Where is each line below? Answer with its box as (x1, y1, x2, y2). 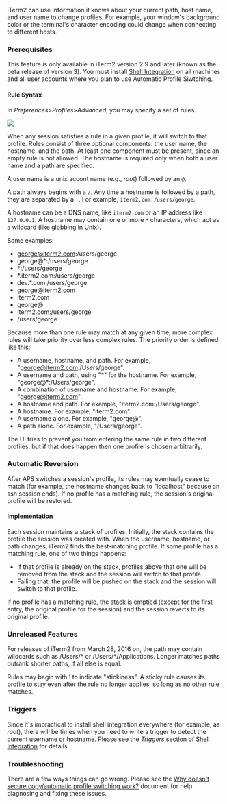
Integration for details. (7, 742, 70, 750)
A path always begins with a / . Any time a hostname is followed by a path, (7, 188, 215, 196)
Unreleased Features (7, 629, 78, 639)
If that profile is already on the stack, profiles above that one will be (16, 563, 207, 571)
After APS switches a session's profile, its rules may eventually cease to (7, 474, 210, 483)
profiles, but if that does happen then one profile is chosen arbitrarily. (7, 442, 203, 450)
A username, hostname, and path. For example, (16, 356, 151, 364)
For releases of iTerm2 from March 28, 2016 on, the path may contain (7, 645, 203, 653)
